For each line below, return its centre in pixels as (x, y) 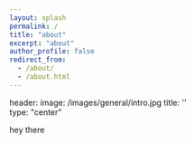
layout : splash (38, 18)
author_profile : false (52, 52)
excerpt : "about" (42, 43)
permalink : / (34, 26)
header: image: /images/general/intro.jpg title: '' (98, 102)
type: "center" (36, 112)
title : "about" (38, 34)
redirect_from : (38, 60)
